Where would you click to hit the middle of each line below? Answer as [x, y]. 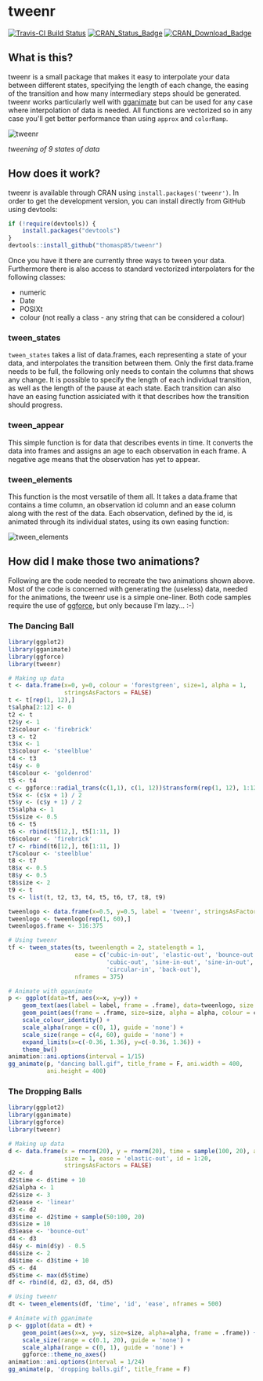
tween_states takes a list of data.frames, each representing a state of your [128, 355]
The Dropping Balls [45, 1091]
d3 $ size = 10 [29, 1224]
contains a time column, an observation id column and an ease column [122, 504]
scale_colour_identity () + [66, 1020]
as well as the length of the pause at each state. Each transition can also [124, 388]
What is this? [41, 58]
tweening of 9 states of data [54, 148]
